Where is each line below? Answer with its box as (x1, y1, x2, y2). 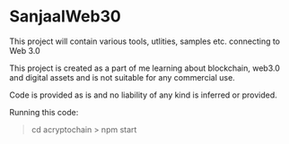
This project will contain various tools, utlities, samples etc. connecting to (9, 36, 281, 47)
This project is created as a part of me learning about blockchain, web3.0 (9, 63, 280, 73)
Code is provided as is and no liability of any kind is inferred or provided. (9, 89, 277, 100)
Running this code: (9, 106, 79, 117)
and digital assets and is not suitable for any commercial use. (9, 72, 235, 82)
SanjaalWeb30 (9, 6, 121, 27)
